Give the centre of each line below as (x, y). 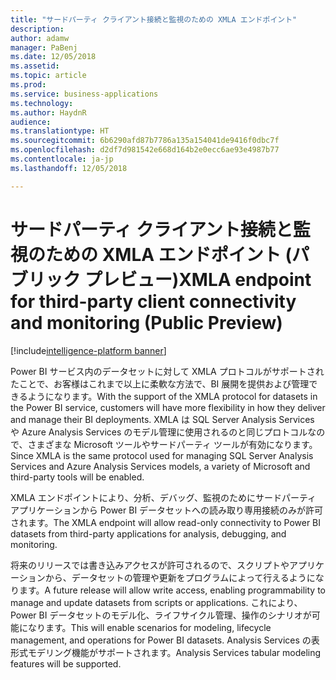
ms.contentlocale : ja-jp (62, 159)
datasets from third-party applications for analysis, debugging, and (148, 533)
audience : (31, 122)
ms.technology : (42, 103)
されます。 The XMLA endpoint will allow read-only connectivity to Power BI (166, 522)
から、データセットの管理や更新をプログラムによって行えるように (180, 577)
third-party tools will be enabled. (77, 477)
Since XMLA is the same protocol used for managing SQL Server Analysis (162, 455)
